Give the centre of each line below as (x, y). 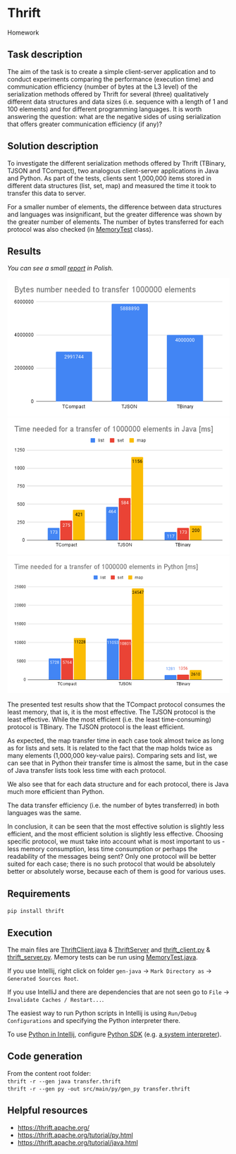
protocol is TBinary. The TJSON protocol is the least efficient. (96, 727)
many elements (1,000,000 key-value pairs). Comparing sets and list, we (112, 756)
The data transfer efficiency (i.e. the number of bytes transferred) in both (113, 805)
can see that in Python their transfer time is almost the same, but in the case (118, 763)
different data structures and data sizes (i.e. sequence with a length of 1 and (118, 101)
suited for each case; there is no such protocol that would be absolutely (112, 864)
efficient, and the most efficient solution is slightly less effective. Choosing (115, 834)
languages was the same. (44, 813)
